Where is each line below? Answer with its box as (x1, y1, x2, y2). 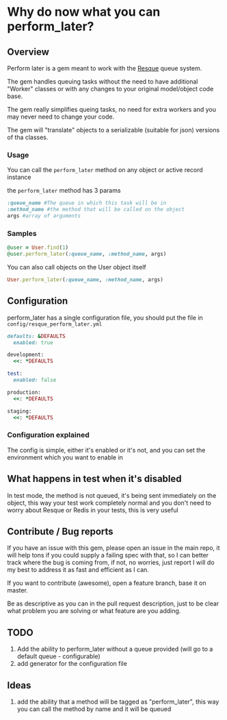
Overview (7, 46, 50, 58)
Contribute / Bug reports (7, 525, 114, 537)
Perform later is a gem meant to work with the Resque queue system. (7, 64, 202, 72)
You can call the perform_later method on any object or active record (7, 166, 203, 174)
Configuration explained (7, 430, 90, 440)
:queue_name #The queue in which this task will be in (7, 200, 167, 206)
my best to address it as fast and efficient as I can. (7, 566, 149, 574)
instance (7, 173, 31, 182)
